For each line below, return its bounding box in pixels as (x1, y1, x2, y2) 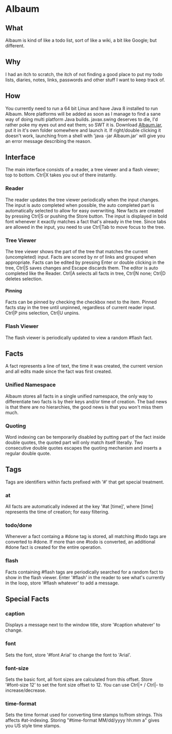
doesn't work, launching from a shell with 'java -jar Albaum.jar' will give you (5, 132, 165, 139)
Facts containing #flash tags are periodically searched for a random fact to (5, 569, 163, 575)
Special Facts (5, 595, 50, 603)
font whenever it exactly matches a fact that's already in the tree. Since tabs (5, 218, 166, 224)
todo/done (5, 522, 32, 529)
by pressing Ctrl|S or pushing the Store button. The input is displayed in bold (5, 213, 167, 219)
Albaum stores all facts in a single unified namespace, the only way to (5, 393, 153, 399)
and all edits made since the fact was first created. (5, 368, 112, 374)
